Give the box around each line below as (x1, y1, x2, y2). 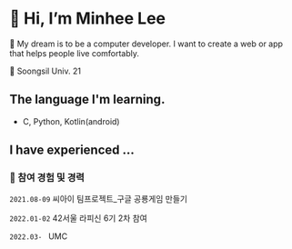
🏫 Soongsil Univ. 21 (9, 65, 82, 76)
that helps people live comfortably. (9, 47, 139, 58)
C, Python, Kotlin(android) (22, 115, 120, 126)
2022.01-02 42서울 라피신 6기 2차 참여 (9, 213, 148, 224)
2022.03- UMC (9, 231, 68, 242)
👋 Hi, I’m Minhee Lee (9, 8, 166, 29)
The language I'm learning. (9, 92, 166, 107)
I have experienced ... (9, 143, 135, 158)
